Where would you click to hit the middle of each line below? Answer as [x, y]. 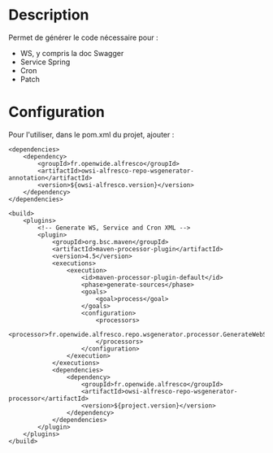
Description [49, 15]
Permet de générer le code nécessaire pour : [83, 37]
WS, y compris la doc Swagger [72, 53]
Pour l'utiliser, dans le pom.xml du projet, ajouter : [91, 134]
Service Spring [45, 62]
